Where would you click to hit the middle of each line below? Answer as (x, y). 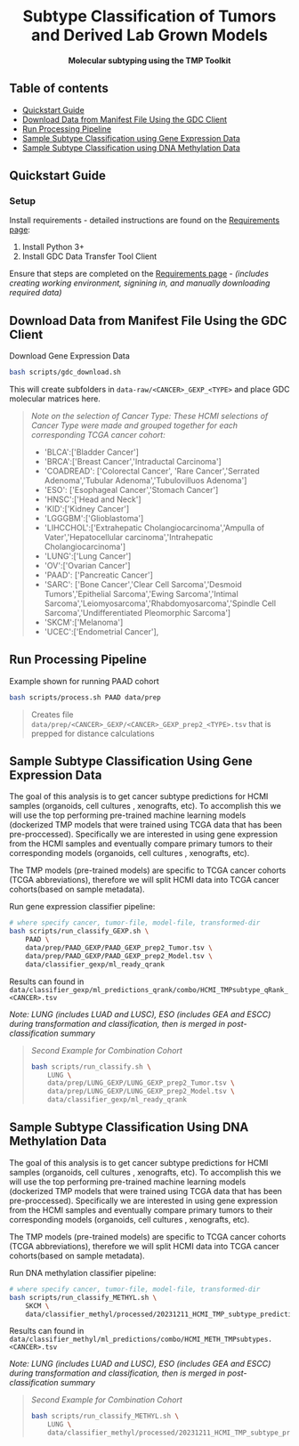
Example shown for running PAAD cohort (84, 681)
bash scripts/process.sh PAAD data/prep (85, 697)
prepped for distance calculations (93, 733)
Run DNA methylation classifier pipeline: (83, 1272)
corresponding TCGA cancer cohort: (98, 434)
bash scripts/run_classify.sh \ (91, 1066)
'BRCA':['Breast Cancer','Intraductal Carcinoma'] (133, 461)
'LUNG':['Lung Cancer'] (88, 556)
